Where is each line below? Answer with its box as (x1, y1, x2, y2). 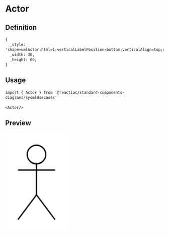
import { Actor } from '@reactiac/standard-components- (5, 90, 125, 95)
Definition (5, 23, 37, 32)
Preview (5, 119, 32, 128)
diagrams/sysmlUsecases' (5, 95, 57, 100)
